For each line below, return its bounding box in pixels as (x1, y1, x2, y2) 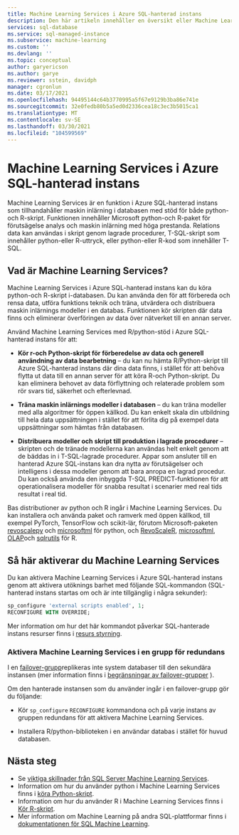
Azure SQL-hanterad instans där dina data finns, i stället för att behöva (17, 364, 225, 373)
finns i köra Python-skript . (17, 789, 95, 797)
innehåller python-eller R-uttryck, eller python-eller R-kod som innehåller (7, 236, 221, 245)
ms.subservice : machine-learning (7, 37, 107, 44)
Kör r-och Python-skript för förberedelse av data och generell (17, 349, 204, 358)
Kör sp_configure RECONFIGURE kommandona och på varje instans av (17, 706, 216, 714)
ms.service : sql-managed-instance (7, 30, 110, 38)
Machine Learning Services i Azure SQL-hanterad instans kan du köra (7, 284, 212, 292)
